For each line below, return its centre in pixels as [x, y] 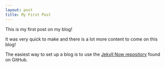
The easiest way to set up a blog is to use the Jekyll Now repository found [83, 54]
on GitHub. [16, 59]
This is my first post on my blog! [39, 29]
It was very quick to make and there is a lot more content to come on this [81, 39]
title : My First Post [28, 15]
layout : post [19, 10]
